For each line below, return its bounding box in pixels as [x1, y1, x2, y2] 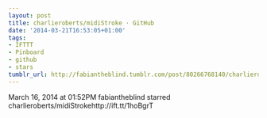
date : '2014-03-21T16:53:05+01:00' [8, 26, 126, 34]
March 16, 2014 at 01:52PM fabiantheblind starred [8, 92, 171, 101]
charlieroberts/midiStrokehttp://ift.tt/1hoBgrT [8, 101, 153, 110]
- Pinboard [8, 48, 44, 56]
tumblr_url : [8, 70, 48, 78]
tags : [8, 33, 26, 42]
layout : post [8, 11, 52, 20]
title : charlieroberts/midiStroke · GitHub [8, 19, 155, 27]
